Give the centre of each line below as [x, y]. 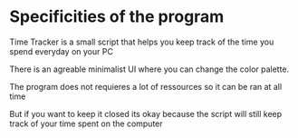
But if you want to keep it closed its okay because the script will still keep [146, 113]
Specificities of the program [117, 17]
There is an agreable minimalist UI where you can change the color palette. [149, 69]
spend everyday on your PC [61, 51]
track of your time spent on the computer [86, 123]
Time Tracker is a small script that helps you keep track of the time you [142, 42]
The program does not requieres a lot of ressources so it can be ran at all [146, 86]
